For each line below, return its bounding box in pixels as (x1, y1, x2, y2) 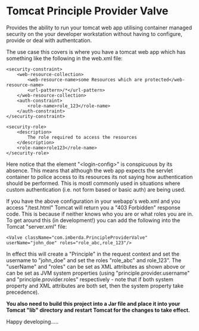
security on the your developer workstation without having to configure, (6, 30, 183, 37)
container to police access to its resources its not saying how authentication (6, 173, 193, 180)
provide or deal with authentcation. (6, 37, 92, 44)
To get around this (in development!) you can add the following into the (6, 217, 181, 224)
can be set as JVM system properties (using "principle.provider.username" (6, 269, 190, 277)
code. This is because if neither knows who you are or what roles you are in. (6, 210, 194, 217)
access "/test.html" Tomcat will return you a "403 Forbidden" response (6, 204, 181, 211)
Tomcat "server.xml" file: (6, 223, 67, 230)
